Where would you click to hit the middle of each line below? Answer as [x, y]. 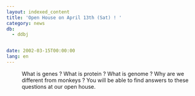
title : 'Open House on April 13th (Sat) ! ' [64, 18]
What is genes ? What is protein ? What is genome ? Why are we [103, 74]
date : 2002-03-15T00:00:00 [41, 51]
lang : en [17, 57]
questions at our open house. [59, 86]
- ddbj [20, 35]
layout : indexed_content [38, 12]
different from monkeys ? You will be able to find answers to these [105, 80]
